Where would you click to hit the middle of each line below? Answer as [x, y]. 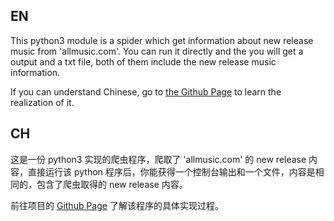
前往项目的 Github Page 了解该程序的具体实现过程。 [117, 205]
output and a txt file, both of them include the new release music [143, 61]
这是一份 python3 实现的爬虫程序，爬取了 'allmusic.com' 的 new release [158, 159]
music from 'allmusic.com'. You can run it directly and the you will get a [157, 51]
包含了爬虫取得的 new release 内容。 [112, 184]
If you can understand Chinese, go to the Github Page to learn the [146, 91]
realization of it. [42, 102]
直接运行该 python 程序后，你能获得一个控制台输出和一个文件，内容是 [171, 171]
